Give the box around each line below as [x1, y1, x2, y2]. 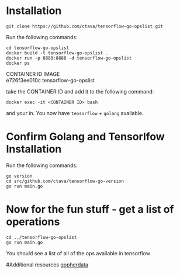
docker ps [6, 60, 30, 66]
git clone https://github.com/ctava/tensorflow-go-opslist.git [6, 23, 164, 29]
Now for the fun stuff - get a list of [6, 203, 174, 216]
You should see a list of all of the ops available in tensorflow [6, 249, 151, 256]
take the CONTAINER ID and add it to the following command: [6, 88, 154, 95]
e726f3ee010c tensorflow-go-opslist [6, 77, 95, 84]
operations [6, 215, 60, 228]
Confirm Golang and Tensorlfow [6, 130, 165, 144]
